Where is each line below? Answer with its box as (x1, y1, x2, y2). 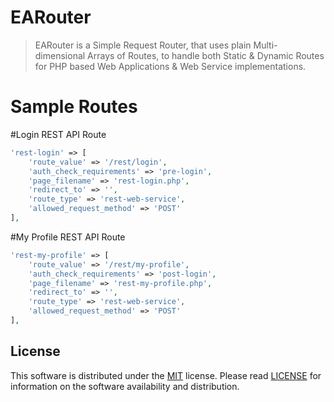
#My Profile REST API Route (10, 231, 126, 243)
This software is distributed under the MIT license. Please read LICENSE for (10, 369, 322, 381)
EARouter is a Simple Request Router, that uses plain (34, 39, 252, 51)
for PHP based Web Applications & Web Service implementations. (34, 60, 307, 72)
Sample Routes (10, 96, 138, 118)
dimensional (34, 49, 86, 61)
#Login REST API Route (10, 128, 107, 140)
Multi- (253, 39, 278, 51)
